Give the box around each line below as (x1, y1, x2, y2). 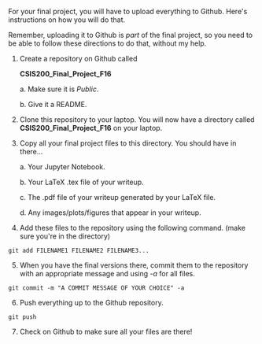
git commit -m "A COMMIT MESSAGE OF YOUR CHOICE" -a (8, 284, 185, 292)
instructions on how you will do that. (8, 15, 126, 24)
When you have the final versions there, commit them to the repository (19, 261, 249, 270)
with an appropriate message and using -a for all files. (19, 269, 195, 278)
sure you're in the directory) (19, 231, 111, 241)
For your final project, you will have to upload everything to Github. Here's (8, 7, 248, 16)
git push (8, 313, 37, 321)
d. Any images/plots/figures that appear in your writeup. (19, 208, 202, 217)
